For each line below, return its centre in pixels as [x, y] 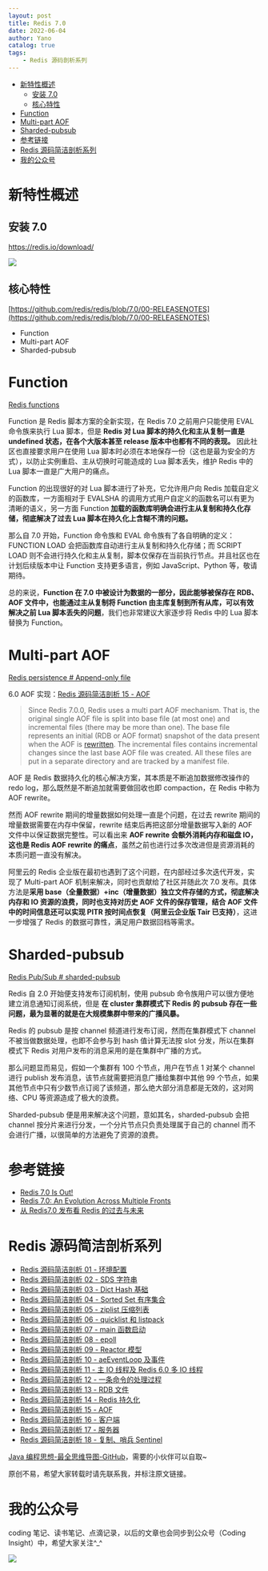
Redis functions [34, 405]
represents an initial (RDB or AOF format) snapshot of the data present [144, 735]
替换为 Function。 [38, 622]
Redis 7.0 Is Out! [46, 1192]
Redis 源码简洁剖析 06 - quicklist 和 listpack [92, 1319]
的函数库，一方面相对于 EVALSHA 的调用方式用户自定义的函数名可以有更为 [131, 498]
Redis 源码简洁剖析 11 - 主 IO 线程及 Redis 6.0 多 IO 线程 [112, 1370]
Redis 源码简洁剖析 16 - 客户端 [70, 1420]
